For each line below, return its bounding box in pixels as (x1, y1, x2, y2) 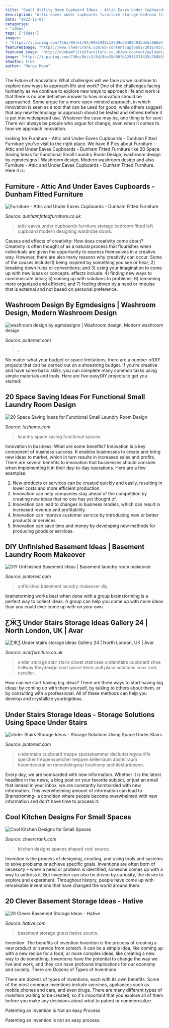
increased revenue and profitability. (12, 506, 87, 512)
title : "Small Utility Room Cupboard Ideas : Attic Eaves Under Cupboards (5, 7, 165, 13)
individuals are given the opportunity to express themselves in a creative (5, 248, 156, 254)
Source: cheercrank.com (5, 836, 57, 842)
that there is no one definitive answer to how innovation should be (5, 94, 142, 100)
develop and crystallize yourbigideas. (5, 696, 83, 702)
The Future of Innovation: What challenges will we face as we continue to (5, 78, 157, 84)
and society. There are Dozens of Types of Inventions (5, 966, 117, 973)
